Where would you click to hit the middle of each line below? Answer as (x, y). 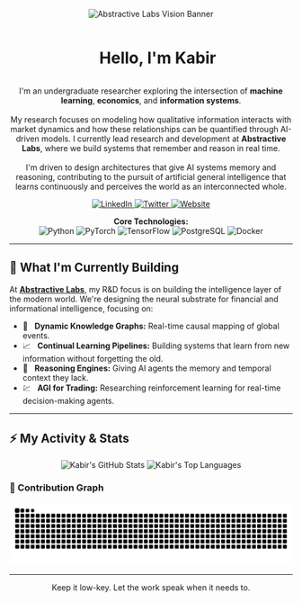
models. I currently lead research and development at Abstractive (164, 139)
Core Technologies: (151, 221)
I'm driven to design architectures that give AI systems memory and (151, 167)
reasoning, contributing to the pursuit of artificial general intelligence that (151, 176)
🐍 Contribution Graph (57, 488)
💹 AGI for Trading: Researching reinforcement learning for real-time (151, 388)
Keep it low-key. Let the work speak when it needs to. (151, 587)
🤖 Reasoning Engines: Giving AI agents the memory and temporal (147, 368)
